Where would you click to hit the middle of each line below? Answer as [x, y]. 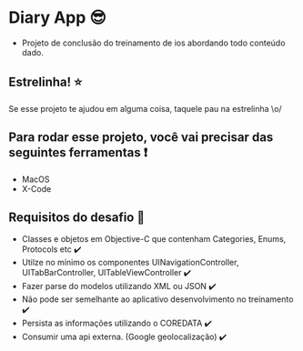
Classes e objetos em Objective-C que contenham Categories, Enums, [154, 239]
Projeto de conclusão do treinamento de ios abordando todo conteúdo [153, 43]
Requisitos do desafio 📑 [77, 217]
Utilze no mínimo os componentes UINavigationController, [130, 263]
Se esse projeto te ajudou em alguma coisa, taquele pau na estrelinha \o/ [146, 108]
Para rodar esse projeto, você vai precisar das [141, 138]
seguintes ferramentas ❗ [78, 153]
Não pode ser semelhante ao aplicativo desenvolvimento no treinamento [157, 299]
